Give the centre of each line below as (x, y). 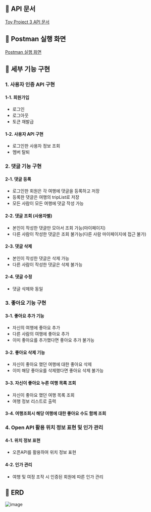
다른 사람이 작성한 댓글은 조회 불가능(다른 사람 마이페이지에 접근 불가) (79, 234)
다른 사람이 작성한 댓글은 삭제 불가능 (47, 264)
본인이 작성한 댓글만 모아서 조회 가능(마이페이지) (59, 228)
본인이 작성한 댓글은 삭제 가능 (41, 258)
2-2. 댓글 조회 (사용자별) (29, 216)
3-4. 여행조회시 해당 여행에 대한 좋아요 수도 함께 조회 (56, 414)
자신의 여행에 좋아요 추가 (36, 328)
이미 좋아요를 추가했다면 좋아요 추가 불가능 (53, 340)
